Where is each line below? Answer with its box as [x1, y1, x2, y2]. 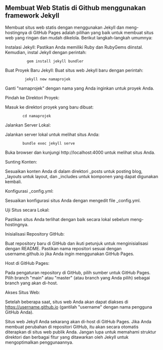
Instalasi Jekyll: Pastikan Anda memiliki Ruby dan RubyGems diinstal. [5, 44, 144, 50]
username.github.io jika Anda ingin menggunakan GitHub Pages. [5, 251, 135, 257]
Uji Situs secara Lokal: [5, 207, 50, 213]
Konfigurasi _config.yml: [5, 188, 54, 194]
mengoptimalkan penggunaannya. [5, 339, 73, 345]
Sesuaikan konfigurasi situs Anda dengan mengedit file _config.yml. [5, 197, 141, 203]
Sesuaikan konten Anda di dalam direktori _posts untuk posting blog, [5, 168, 143, 174]
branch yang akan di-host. [5, 280, 58, 286]
